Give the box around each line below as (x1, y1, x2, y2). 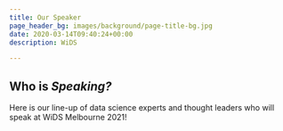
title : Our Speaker (9, 12, 82, 22)
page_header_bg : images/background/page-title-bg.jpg (9, 21, 214, 30)
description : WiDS (9, 37, 77, 47)
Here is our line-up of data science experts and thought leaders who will (9, 102, 275, 113)
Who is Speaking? (9, 78, 112, 94)
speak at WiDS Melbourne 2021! (9, 112, 127, 123)
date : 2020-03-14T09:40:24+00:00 (9, 29, 133, 38)
